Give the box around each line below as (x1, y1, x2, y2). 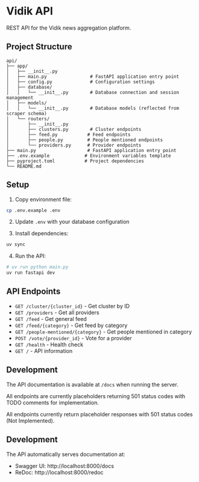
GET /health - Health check (14, 341, 83, 348)
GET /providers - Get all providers (14, 309, 99, 316)
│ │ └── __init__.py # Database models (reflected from (6, 105, 180, 111)
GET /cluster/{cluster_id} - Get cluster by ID (14, 302, 130, 309)
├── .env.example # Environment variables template (6, 153, 171, 159)
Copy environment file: (14, 195, 72, 203)
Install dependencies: (14, 230, 69, 237)
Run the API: (14, 252, 46, 260)
